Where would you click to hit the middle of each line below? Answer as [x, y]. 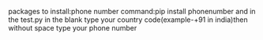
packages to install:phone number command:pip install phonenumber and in [132, 11]
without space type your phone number [73, 28]
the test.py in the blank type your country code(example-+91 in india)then [128, 20]
